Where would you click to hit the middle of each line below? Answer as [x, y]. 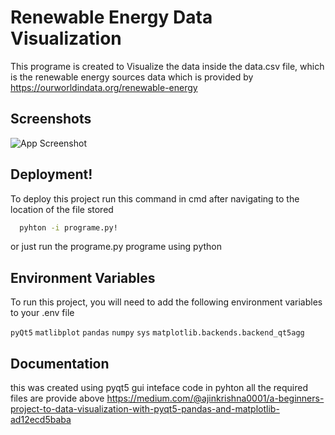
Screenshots [51, 119]
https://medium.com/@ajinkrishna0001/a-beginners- [215, 398]
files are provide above [57, 398]
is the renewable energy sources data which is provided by [132, 77]
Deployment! [51, 174]
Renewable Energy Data [111, 17]
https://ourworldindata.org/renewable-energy [104, 87]
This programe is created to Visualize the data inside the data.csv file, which [167, 66]
